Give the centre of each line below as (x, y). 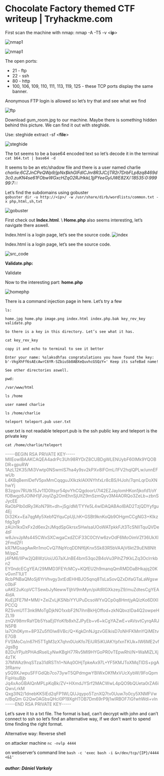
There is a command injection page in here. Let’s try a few (64, 301)
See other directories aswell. (37, 370)
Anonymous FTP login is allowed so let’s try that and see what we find (76, 100)
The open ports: (21, 61)
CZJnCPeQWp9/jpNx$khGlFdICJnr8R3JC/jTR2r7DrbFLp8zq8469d (90, 173)
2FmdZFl (14, 543)
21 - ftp (19, 70)
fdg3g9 (12, 522)
